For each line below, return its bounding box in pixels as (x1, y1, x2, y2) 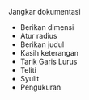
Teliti (19, 65, 36, 75)
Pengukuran (19, 82, 61, 92)
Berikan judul (19, 40, 65, 49)
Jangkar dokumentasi (8, 7, 81, 16)
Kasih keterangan (19, 48, 79, 57)
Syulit (19, 74, 40, 83)
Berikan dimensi (19, 23, 74, 31)
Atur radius (19, 31, 58, 40)
